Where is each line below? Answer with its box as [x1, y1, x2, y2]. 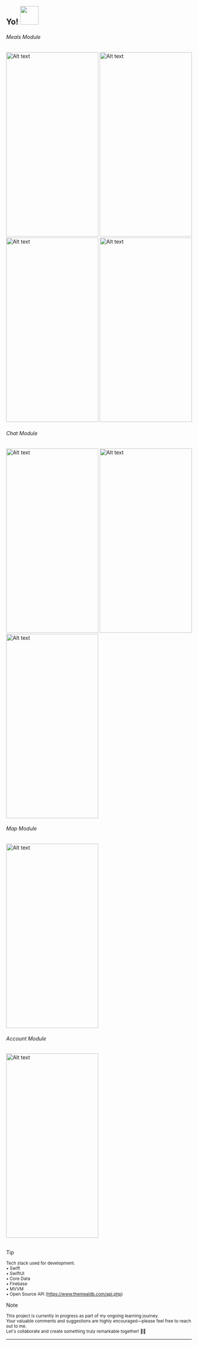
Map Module [6, 825, 37, 832]
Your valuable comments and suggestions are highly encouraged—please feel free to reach [6, 1318, 192, 1324]
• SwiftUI [6, 1271, 25, 1277]
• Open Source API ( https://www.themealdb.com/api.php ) [6, 1291, 123, 1298]
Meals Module [6, 33, 41, 40]
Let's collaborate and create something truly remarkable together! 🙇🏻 [6, 1328, 146, 1335]
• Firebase [6, 1281, 28, 1287]
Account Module [6, 1035, 47, 1042]
